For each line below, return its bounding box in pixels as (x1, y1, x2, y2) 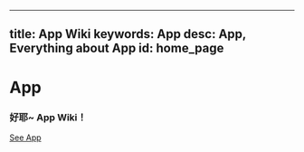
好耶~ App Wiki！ (9, 110, 88, 123)
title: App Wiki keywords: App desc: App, (9, 26, 247, 42)
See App (9, 132, 43, 143)
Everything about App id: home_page (9, 41, 224, 56)
